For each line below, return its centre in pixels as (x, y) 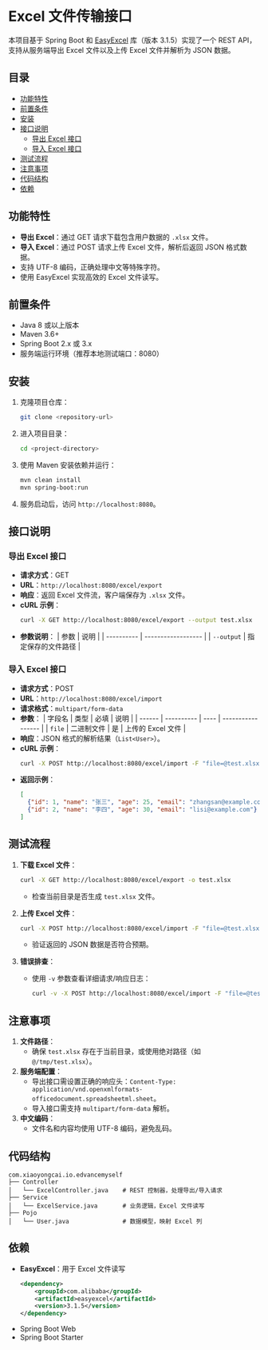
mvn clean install (50, 480)
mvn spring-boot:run (54, 487)
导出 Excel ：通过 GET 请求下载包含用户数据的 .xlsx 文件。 (116, 237)
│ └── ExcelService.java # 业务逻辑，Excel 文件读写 (106, 1206)
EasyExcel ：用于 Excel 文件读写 (73, 1268)
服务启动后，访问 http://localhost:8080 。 (90, 504)
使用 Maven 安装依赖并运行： (68, 465)
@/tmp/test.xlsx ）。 (64, 1061)
